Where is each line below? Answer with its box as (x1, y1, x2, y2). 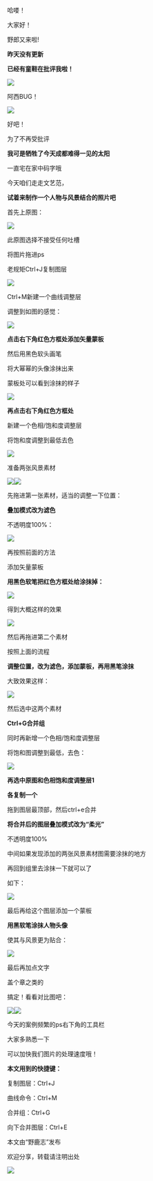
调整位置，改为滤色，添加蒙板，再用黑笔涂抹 (7, 662, 134, 670)
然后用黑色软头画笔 (7, 349, 62, 358)
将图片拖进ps (7, 251, 45, 258)
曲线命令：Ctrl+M (7, 1094, 57, 1102)
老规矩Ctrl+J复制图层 (7, 265, 68, 273)
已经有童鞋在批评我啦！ (7, 65, 74, 73)
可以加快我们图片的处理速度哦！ (7, 1050, 98, 1058)
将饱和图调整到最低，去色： (7, 749, 86, 756)
